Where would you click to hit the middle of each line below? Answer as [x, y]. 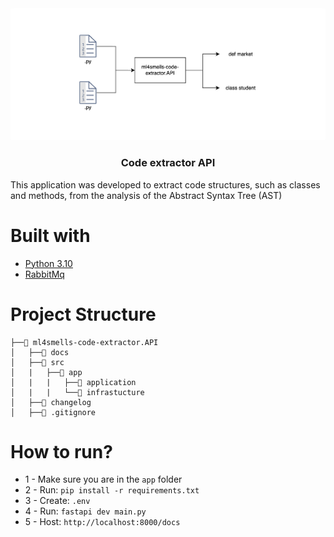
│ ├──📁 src [37, 362]
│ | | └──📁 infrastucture [77, 392]
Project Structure [83, 314]
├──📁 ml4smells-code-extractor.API [84, 342]
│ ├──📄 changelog [51, 402]
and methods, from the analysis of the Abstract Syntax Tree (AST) [146, 195]
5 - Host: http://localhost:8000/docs [102, 522]
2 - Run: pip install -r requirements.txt [112, 490]
